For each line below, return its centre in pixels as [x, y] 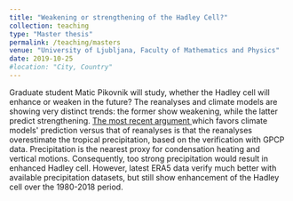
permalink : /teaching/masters [65, 42]
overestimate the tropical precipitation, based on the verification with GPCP [147, 140]
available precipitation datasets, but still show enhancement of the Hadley [144, 177]
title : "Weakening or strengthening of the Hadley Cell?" [119, 17]
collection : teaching [49, 26]
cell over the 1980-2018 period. [66, 187]
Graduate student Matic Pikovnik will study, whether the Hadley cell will [140, 92]
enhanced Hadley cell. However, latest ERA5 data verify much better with [143, 168]
